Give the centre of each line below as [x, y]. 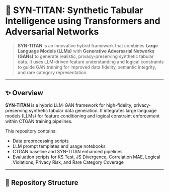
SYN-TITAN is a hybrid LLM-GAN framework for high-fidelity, [69, 105]
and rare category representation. [53, 72]
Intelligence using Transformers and [83, 21]
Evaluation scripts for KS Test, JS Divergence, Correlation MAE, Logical [86, 157]
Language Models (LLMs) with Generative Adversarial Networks [86, 51]
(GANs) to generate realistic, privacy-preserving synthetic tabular [86, 56]
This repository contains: [31, 131]
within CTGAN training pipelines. [39, 121]
